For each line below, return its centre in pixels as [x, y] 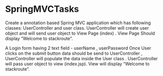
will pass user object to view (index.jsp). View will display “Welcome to [78, 64]
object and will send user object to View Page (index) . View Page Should [80, 33]
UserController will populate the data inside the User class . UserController [81, 58]
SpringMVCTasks [42, 9]
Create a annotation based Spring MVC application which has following [78, 23]
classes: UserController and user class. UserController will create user [77, 28]
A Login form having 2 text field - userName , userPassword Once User [78, 48]
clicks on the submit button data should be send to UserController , [74, 53]
